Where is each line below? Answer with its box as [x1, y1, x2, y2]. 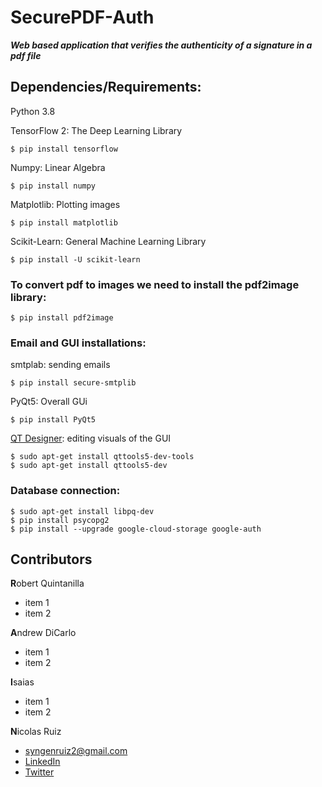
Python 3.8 [10, 105, 56, 117]
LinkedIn [24, 756, 61, 768]
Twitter [24, 766, 55, 778]
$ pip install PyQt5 [10, 415, 97, 425]
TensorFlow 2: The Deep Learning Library [10, 124, 183, 136]
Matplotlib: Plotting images [10, 198, 121, 210]
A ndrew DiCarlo [10, 627, 77, 639]
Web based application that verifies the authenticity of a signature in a [10, 39, 313, 51]
